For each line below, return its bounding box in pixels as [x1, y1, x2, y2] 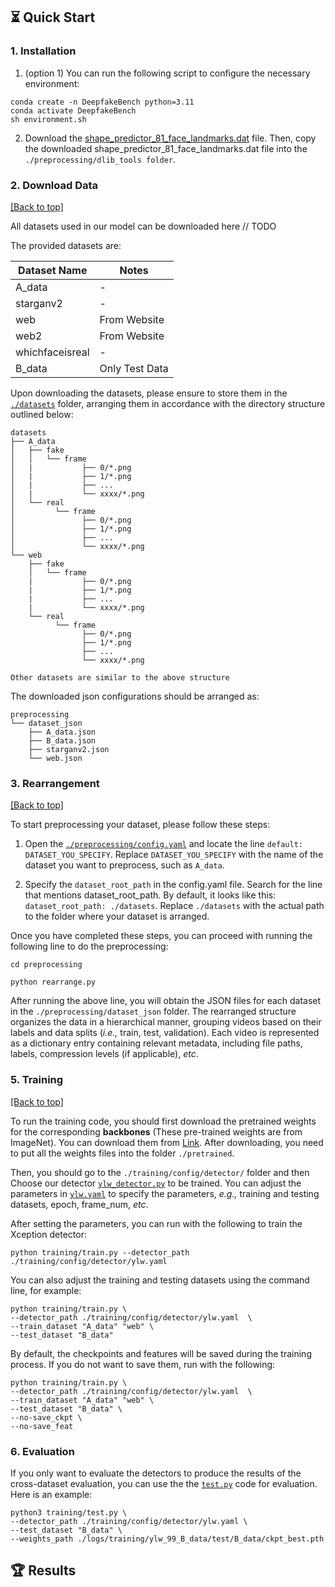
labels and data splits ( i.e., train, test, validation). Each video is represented [10, 1027, 320, 1039]
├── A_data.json [28, 727, 97, 737]
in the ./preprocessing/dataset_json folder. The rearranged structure [10, 1005, 297, 1018]
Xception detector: [10, 1228, 87, 1240]
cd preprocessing [10, 960, 83, 970]
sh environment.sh [10, 114, 87, 124]
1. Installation [10, 44, 77, 58]
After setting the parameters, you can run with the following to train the [10, 1217, 303, 1229]
